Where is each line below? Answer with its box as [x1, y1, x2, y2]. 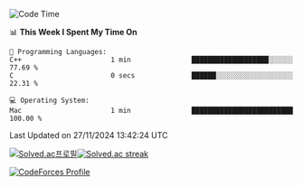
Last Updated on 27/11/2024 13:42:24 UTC [9, 130, 168, 140]
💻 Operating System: [9, 96, 90, 105]
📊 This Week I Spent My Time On [9, 27, 137, 37]
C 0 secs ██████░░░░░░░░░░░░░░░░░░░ [9, 71, 294, 80]
